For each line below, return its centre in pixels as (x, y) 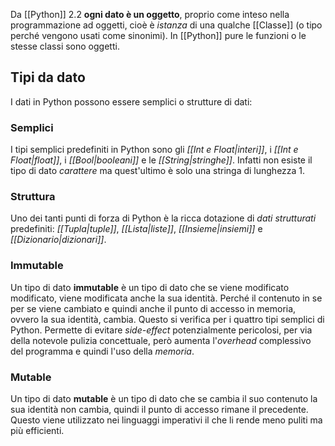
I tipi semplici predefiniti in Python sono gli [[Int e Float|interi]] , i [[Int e (154, 150)
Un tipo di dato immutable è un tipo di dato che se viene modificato (150, 287)
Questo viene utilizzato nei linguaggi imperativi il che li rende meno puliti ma (166, 420)
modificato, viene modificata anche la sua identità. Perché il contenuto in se (166, 298)
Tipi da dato (48, 77)
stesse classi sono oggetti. (65, 46)
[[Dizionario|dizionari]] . (58, 240)
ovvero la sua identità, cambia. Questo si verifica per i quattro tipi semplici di (167, 319)
